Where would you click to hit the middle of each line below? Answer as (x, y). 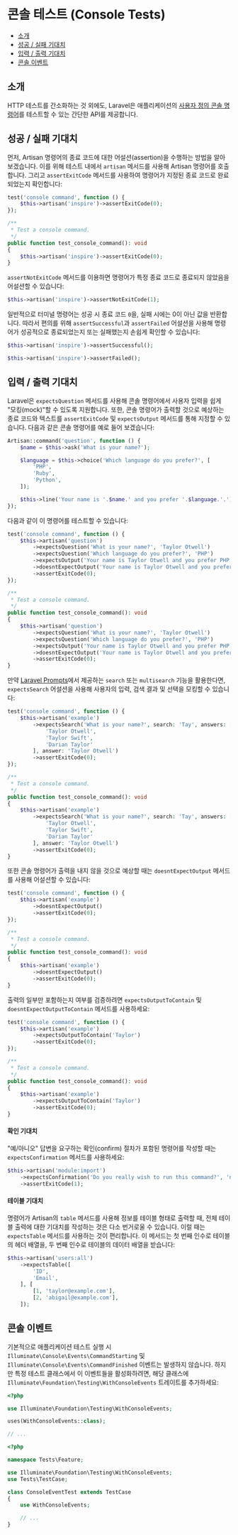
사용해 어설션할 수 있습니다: (52, 880)
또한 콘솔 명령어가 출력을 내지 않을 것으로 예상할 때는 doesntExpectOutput (109, 871)
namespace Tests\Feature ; (45, 1460)
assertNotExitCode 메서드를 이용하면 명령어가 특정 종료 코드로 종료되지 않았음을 (118, 277)
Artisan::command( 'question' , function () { (74, 441)
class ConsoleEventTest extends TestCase (69, 1492)
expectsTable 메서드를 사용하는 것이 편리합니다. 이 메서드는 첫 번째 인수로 (109, 1235)
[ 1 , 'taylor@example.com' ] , (74, 1291)
